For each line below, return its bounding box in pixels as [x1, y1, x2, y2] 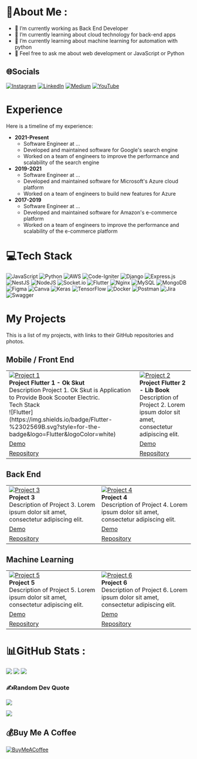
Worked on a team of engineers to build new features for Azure [23, 190, 176, 197]
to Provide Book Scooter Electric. [9, 393, 100, 402]
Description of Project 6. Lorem [101, 586, 188, 594]
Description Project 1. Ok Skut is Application [9, 386, 131, 394]
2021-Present [14, 133, 49, 141]
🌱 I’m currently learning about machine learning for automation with [14, 37, 178, 44]
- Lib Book [140, 386, 170, 394]
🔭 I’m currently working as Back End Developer [14, 25, 128, 32]
